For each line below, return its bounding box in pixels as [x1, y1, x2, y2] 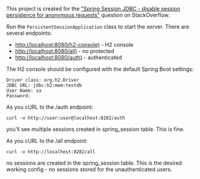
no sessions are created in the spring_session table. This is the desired [6, 159, 183, 166]
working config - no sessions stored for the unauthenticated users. [6, 166, 173, 173]
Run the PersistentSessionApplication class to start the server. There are [6, 23, 190, 30]
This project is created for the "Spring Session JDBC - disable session [6, 5, 181, 12]
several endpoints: [6, 29, 52, 37]
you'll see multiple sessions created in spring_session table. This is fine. [6, 126, 185, 133]
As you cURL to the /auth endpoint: [6, 103, 93, 111]
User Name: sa [6, 88, 42, 94]
